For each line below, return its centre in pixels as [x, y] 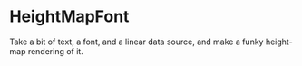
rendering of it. [55, 51]
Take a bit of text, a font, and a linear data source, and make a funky [136, 42]
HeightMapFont [69, 17]
